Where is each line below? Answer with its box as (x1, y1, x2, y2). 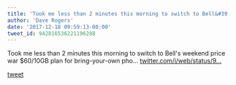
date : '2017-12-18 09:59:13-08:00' (7, 23, 112, 30)
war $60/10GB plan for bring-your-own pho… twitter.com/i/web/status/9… (7, 57, 222, 65)
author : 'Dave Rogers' (7, 17, 74, 24)
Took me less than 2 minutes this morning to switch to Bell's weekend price (7, 49, 226, 58)
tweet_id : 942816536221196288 (7, 30, 96, 37)
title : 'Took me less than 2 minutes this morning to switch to (7, 10, 199, 18)
